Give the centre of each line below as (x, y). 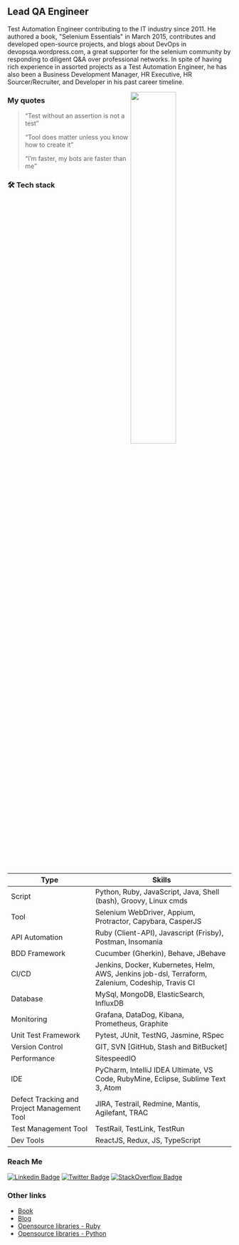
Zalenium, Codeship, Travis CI (145, 982)
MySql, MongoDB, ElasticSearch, (150, 994)
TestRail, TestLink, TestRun (140, 1128)
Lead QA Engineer (48, 12)
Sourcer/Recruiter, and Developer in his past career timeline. (96, 82)
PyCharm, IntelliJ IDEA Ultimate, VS (154, 1070)
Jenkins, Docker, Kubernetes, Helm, (155, 964)
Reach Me (25, 1162)
